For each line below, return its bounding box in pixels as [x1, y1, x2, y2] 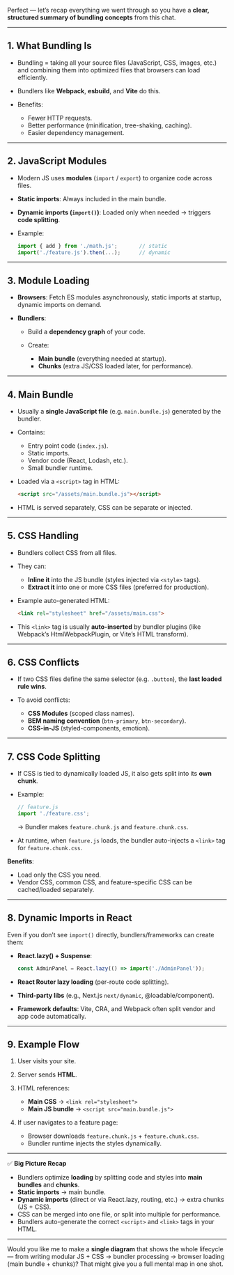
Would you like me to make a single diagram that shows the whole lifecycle [7, 1245, 224, 1253]
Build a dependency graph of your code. [27, 327, 146, 336]
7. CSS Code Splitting [7, 751, 101, 762]
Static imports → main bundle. [17, 1188, 106, 1196]
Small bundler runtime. [27, 464, 93, 472]
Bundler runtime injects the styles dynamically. [27, 1139, 162, 1148]
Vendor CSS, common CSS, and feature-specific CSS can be [17, 877, 193, 886]
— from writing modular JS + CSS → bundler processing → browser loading [7, 1253, 225, 1261]
